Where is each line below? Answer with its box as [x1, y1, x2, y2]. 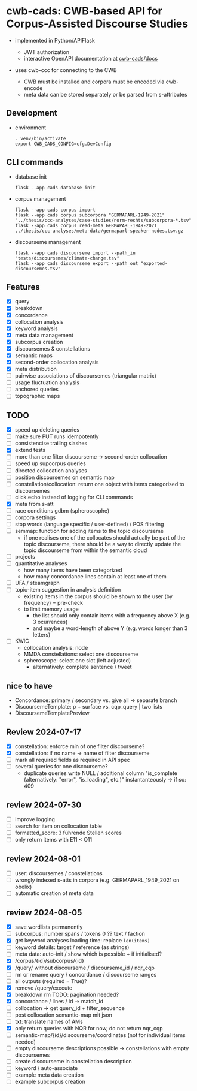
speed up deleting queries [14, 426, 79, 433]
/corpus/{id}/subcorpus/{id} [14, 957, 85, 965]
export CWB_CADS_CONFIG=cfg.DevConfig [14, 141, 112, 147]
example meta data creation [14, 1071, 84, 1078]
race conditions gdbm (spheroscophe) [14, 507, 110, 514]
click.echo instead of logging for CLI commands [14, 493, 133, 501]
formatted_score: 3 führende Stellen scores [14, 829, 122, 837]
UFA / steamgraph [14, 580, 60, 587]
